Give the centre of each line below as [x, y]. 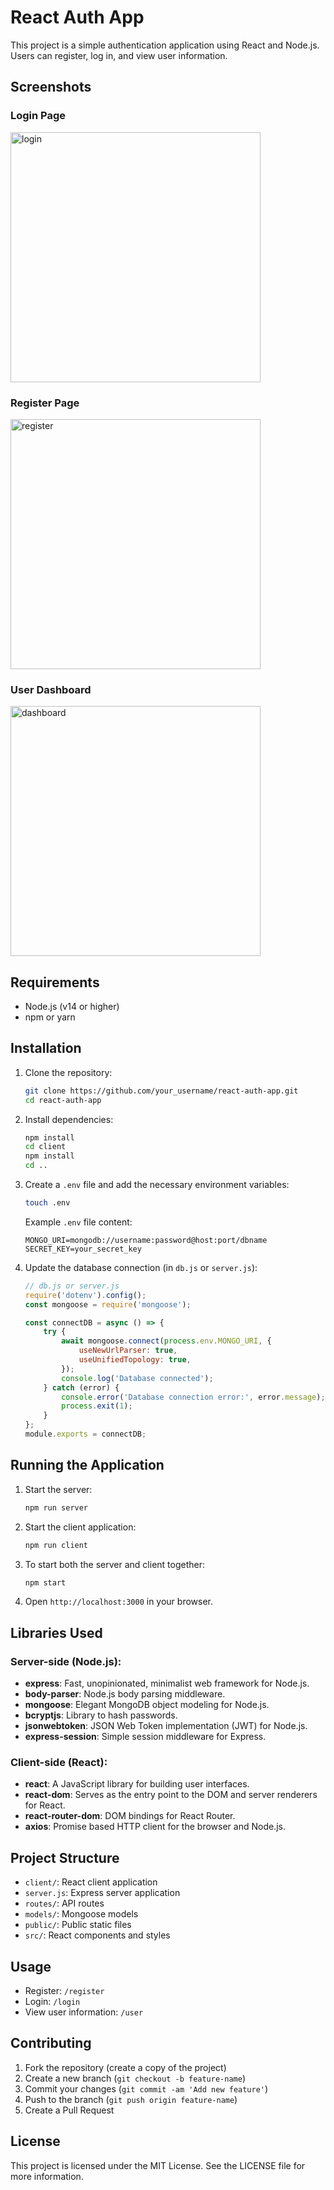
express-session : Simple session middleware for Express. [145, 1737]
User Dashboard [51, 689]
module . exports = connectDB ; [85, 1434]
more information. [47, 2176]
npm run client [56, 1545]
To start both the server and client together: [114, 1564]
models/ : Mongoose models [81, 1914]
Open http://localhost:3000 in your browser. [118, 1602]
